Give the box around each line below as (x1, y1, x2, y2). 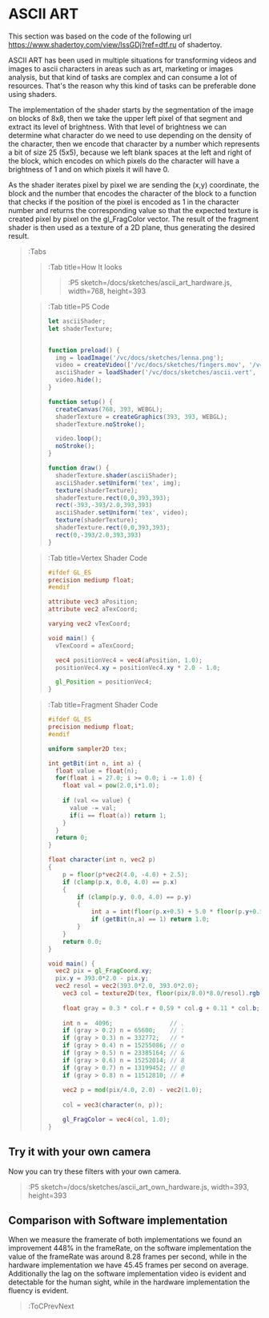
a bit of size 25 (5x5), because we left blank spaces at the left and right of (8, 147, 252, 157)
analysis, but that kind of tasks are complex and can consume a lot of (8, 72, 238, 82)
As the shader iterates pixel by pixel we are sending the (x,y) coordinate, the (8, 179, 260, 189)
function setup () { (47, 397, 114, 405)
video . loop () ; (54, 434, 102, 443)
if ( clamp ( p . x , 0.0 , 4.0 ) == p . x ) (62, 878, 178, 886)
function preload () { (47, 346, 120, 354)
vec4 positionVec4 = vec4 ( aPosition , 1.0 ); (54, 656, 203, 664)
